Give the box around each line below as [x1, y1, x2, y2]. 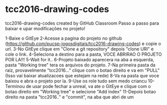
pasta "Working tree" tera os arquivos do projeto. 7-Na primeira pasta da [5, 62, 155, 68]
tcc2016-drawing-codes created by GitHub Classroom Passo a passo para [5, 20, 159, 26]
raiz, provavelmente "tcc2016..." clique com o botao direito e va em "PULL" [5, 67, 160, 73]
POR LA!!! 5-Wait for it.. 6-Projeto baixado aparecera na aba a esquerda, [5, 56, 154, 62]
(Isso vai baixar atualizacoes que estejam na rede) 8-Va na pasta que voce [5, 72, 159, 78]
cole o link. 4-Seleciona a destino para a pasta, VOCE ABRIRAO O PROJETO [5, 51, 162, 57]
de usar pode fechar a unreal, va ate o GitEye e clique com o [26, 83, 151, 89]
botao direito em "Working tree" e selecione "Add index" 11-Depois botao [5, 88, 156, 94]
